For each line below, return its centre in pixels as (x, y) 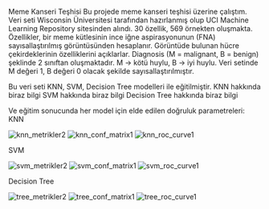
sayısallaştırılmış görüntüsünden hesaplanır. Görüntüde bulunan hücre (124, 46)
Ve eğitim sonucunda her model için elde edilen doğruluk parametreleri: (126, 111)
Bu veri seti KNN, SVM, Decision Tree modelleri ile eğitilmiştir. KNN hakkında (134, 86)
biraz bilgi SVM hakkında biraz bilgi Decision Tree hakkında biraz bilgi (123, 95)
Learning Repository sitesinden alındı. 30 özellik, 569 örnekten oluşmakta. (130, 28)
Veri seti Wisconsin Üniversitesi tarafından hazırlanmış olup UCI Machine (128, 20)
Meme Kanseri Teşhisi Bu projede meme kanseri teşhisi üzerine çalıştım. (128, 12)
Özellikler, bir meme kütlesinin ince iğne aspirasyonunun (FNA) (112, 37)
